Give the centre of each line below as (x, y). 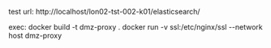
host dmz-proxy (35, 36)
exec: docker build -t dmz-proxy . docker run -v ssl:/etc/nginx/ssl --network (136, 27)
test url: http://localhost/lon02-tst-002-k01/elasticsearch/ (104, 12)
